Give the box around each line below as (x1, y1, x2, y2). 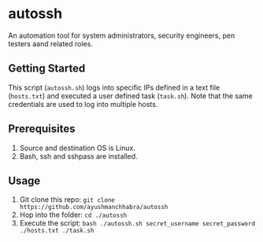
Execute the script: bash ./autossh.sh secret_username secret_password (19, 218, 256, 228)
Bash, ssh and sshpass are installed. (19, 151, 138, 161)
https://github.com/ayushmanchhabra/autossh (19, 203, 169, 211)
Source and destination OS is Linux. (19, 143, 135, 152)
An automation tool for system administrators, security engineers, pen (8, 31, 235, 40)
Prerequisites (8, 123, 76, 136)
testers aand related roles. (8, 38, 93, 48)
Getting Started (8, 62, 86, 75)
